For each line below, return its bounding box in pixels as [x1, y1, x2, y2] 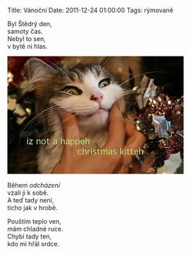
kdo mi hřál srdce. [7, 240, 60, 248]
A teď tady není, [7, 196, 54, 204]
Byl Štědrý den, [7, 20, 52, 28]
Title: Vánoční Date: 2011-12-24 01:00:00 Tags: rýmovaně [7, 6, 174, 14]
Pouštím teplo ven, [7, 217, 62, 225]
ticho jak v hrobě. [7, 204, 58, 212]
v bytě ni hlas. [7, 42, 48, 50]
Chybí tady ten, [7, 232, 52, 241]
